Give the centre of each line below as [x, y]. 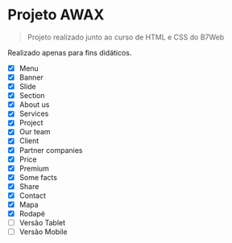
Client [29, 141]
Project [31, 123]
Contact [32, 196]
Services [34, 113]
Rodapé [32, 213]
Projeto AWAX [56, 15]
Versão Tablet [42, 222]
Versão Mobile [43, 232]
